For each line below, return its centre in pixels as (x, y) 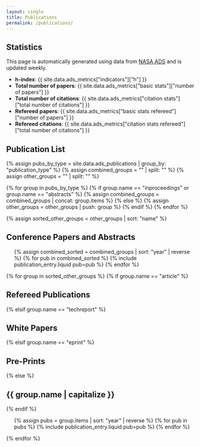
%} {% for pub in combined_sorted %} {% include (76, 258)
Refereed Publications (48, 295)
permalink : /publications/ (40, 23)
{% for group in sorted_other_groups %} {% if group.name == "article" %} (97, 276)
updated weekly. (27, 68)
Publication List (36, 149)
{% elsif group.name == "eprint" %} (50, 342)
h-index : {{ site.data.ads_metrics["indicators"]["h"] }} (81, 80)
